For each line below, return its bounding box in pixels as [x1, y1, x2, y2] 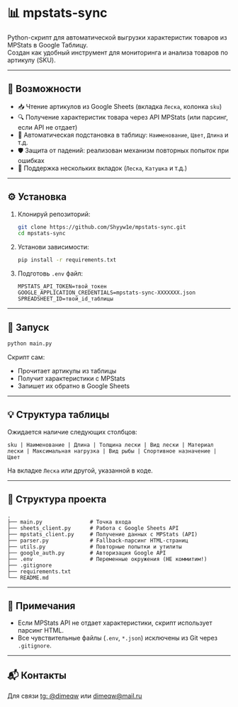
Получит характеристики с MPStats [17, 374, 125, 383]
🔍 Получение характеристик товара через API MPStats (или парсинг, [17, 113, 229, 121]
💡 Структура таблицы [7, 409, 110, 421]
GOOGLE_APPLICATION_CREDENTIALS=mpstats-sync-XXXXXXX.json [17, 289, 196, 297]
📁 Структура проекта [7, 493, 107, 506]
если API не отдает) [17, 123, 78, 131]
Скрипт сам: [7, 353, 45, 361]
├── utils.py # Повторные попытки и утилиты [7, 543, 182, 550]
